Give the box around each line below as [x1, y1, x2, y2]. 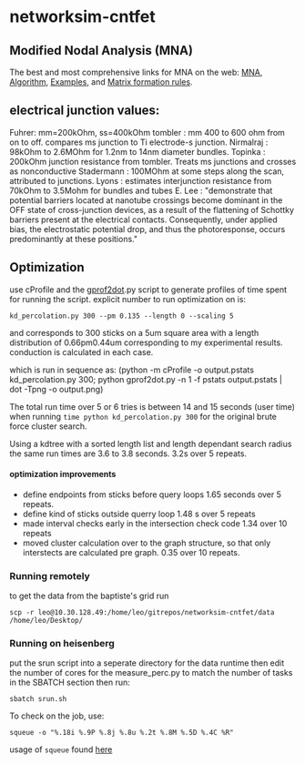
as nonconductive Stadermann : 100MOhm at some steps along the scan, [9, 166, 285, 177]
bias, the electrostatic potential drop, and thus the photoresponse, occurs [9, 223, 286, 234]
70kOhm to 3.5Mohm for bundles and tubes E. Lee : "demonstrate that [9, 185, 273, 196]
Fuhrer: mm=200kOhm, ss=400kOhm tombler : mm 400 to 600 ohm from [9, 127, 285, 138]
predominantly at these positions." [9, 233, 138, 244]
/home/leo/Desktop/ [9, 616, 84, 626]
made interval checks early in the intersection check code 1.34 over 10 [22, 517, 288, 529]
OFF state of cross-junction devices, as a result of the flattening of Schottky [9, 204, 294, 215]
